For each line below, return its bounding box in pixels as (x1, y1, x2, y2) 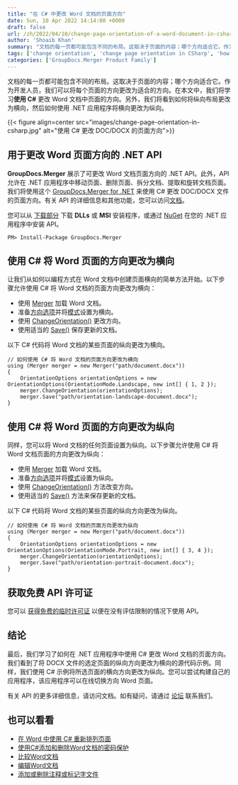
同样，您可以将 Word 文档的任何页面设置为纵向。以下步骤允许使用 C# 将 (7, 441, 218, 449)
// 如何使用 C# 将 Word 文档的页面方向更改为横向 (7, 356, 139, 363)
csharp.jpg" (7, 126, 42, 135)
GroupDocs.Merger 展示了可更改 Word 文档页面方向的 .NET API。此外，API (7, 169, 229, 177)
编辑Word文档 (17, 761, 59, 769)
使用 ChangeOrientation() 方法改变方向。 (17, 483, 137, 491)
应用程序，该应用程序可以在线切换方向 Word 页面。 (7, 676, 157, 685)
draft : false (7, 23, 46, 31)
